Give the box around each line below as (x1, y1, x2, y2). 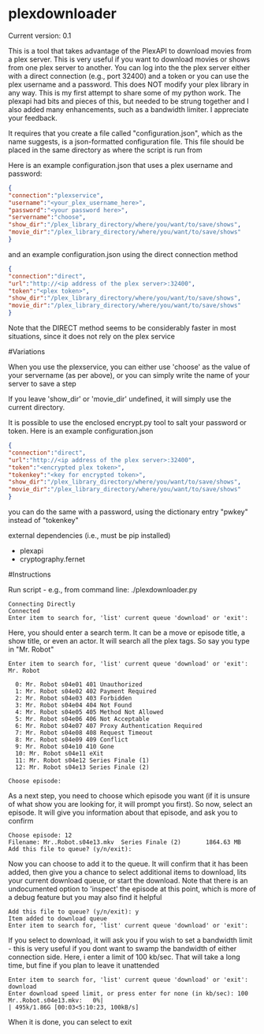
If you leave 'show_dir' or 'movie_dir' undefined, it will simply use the (8, 394, 232, 404)
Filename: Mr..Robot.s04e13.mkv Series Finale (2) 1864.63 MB (8, 838, 242, 846)
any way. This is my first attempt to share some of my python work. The (8, 88, 241, 97)
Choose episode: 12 (8, 831, 73, 840)
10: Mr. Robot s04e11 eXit (15, 750, 104, 758)
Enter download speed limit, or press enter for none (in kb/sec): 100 (8, 990, 248, 998)
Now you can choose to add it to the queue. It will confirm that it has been (8, 859, 248, 868)
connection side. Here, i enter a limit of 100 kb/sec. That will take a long (8, 952, 240, 962)
